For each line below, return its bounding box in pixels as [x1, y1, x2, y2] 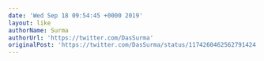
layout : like [8, 19, 51, 27]
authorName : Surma [8, 26, 69, 34]
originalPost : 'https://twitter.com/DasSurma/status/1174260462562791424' [8, 41, 260, 49]
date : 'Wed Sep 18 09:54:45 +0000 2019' [8, 11, 144, 20]
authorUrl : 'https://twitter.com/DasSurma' [8, 33, 154, 42]
